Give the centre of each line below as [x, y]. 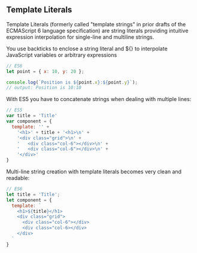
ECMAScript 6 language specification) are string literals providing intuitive [97, 31]
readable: [18, 178]
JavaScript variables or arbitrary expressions [62, 55]
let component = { [29, 200]
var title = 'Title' [32, 116]
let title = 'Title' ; [33, 194]
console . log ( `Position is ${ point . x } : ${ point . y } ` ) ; [72, 82]
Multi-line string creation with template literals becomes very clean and [94, 172]
